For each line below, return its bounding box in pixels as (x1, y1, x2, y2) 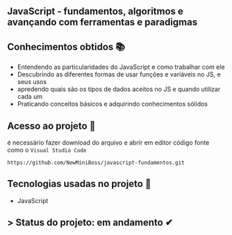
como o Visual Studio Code (7, 146, 87, 154)
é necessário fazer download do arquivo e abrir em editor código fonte (7, 138, 210, 147)
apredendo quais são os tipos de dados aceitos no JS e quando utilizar (17, 85, 221, 93)
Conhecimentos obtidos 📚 (7, 41, 126, 53)
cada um (17, 92, 43, 101)
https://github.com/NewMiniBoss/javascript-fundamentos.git (7, 159, 185, 166)
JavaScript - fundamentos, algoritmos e (7, 6, 184, 17)
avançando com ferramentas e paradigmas (7, 17, 198, 29)
